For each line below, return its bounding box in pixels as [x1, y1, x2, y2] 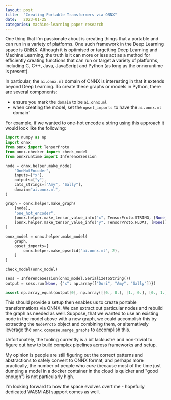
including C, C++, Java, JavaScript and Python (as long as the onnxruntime [5, 63, 163, 69]
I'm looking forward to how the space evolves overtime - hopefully [5, 383, 145, 389]
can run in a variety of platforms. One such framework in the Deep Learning [5, 41, 164, 48]
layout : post [5, 7, 33, 13]
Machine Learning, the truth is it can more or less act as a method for [5, 52, 150, 58]
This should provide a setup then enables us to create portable [5, 299, 137, 305]
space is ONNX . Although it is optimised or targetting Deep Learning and [5, 46, 158, 53]
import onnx [5, 140, 31, 145]
